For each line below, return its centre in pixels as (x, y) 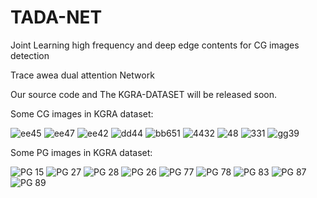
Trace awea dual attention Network (82, 75)
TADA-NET (56, 17)
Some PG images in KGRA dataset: (81, 152)
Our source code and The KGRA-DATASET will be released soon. (144, 94)
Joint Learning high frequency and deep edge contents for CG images (155, 45)
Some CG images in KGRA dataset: (82, 113)
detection (30, 55)
